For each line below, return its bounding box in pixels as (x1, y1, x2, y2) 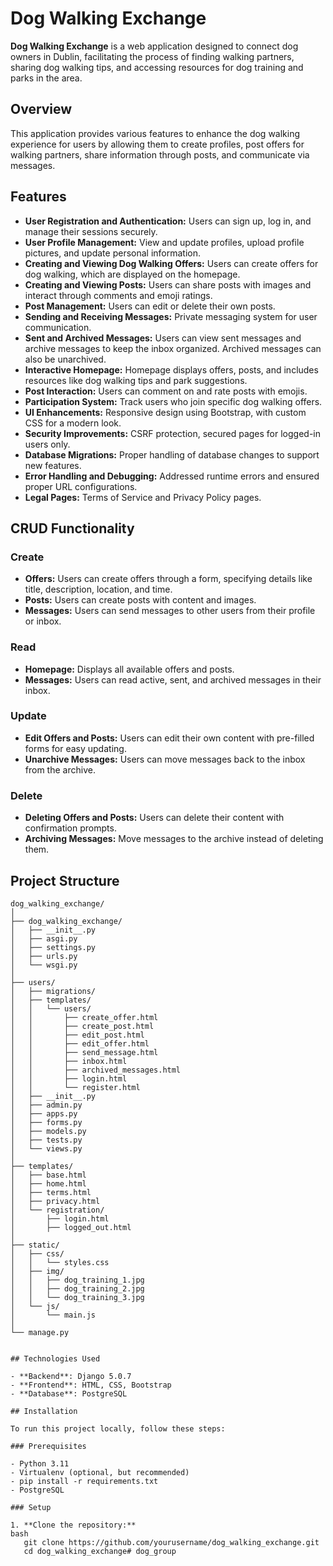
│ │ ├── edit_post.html (10, 1030, 145, 1040)
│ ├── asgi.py (10, 933, 78, 944)
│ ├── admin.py (10, 1100, 83, 1110)
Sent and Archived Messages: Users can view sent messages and (24, 332, 302, 344)
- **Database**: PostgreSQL (10, 1388, 128, 1399)
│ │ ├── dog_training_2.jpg (10, 1283, 145, 1294)
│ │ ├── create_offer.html (10, 1012, 159, 1022)
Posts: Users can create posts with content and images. (24, 594, 257, 606)
